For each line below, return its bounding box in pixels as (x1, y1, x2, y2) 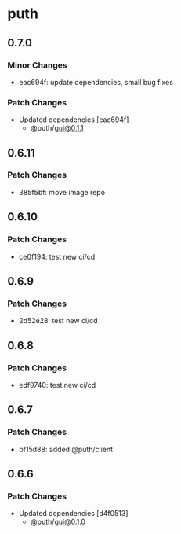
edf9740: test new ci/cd (18, 380, 96, 389)
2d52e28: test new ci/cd (18, 316, 99, 326)
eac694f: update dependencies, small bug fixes (18, 77, 174, 87)
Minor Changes (7, 60, 67, 71)
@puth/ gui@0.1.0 (30, 517, 86, 527)
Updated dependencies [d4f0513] (18, 509, 129, 518)
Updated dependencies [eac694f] (18, 115, 129, 124)
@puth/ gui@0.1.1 (30, 123, 84, 133)
